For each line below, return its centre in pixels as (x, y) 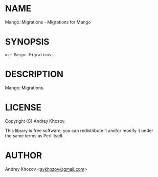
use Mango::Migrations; (29, 55)
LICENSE (23, 108)
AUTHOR (24, 155)
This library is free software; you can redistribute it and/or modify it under (79, 131)
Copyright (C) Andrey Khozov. (35, 121)
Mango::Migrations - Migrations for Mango (48, 22)
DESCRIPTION (34, 74)
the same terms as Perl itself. (34, 135)
